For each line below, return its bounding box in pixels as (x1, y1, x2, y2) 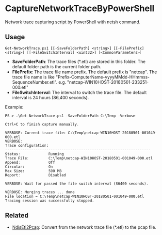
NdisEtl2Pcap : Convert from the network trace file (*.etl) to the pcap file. (12, 224, 157, 230)
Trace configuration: (5, 143, 49, 148)
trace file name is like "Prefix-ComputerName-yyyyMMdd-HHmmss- (12, 74, 150, 80)
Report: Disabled (5, 172, 66, 177)
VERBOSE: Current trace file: (5, 130, 66, 135)
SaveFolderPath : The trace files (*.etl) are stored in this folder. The (12, 59, 146, 64)
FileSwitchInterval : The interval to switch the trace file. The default (12, 89, 147, 95)
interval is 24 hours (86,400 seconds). (12, 94, 89, 100)
